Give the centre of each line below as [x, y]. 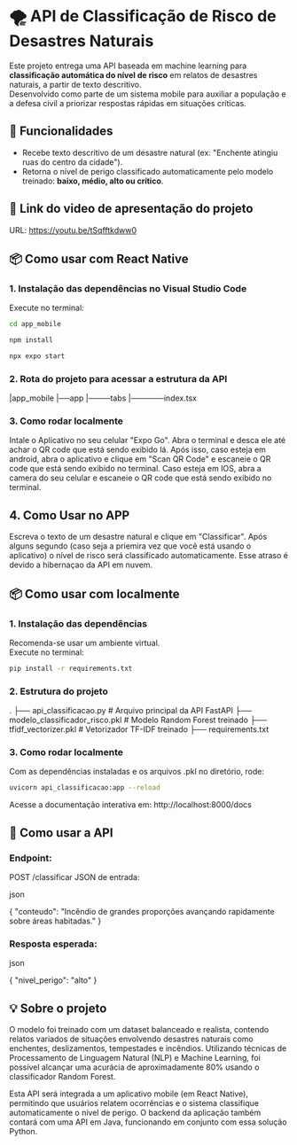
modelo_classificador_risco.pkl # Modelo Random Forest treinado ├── [138, 720]
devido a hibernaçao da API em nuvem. [81, 565]
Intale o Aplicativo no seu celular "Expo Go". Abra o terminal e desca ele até [148, 440]
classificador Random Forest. [63, 1077]
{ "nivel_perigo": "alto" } [53, 980]
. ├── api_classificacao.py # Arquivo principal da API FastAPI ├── [131, 711]
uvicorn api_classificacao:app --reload [85, 788]
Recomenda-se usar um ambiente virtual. [85, 643]
